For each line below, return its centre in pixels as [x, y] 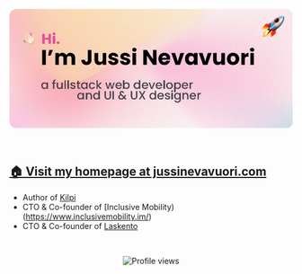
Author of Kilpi [49, 198]
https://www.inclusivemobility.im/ [87, 217]
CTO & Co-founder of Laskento [80, 226]
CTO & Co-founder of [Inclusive [81, 208]
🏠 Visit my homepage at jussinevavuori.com [138, 172]
